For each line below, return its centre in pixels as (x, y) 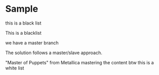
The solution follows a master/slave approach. (54, 53)
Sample (22, 9)
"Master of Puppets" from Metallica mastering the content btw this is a (80, 62)
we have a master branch (32, 43)
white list (15, 68)
